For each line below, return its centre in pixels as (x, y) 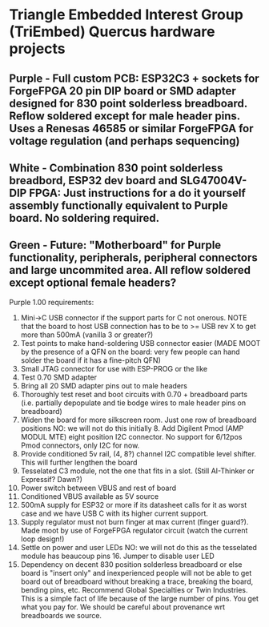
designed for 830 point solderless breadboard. (128, 103)
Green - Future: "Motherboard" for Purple (115, 245)
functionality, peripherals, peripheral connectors (134, 258)
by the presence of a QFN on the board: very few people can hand (130, 352)
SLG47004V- (213, 181)
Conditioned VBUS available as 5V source (90, 496)
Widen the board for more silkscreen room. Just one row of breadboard (139, 420)
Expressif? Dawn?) (52, 479)
